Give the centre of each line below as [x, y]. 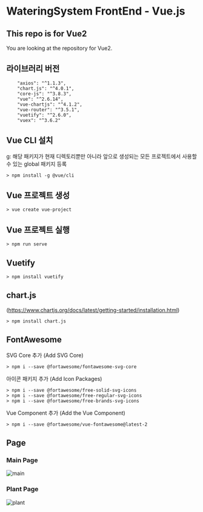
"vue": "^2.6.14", [40, 99]
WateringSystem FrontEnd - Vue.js [96, 11]
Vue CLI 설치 [30, 141]
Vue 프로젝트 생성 [38, 196]
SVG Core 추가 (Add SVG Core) [45, 355]
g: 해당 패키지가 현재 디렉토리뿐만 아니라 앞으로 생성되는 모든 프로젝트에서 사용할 [101, 156]
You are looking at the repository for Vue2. [59, 48]
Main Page [22, 460]
